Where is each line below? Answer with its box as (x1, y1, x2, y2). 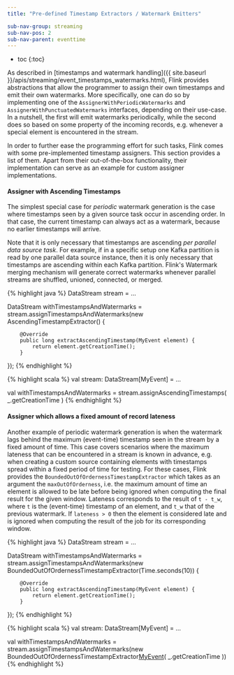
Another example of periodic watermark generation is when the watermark (7, 428, 222, 436)
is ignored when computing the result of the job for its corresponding (7, 516, 206, 525)
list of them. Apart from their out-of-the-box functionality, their (7, 157, 187, 165)
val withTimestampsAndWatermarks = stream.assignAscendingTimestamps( (7, 389, 227, 397)
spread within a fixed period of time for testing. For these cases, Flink (7, 465, 207, 473)
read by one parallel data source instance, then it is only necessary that (7, 253, 213, 262)
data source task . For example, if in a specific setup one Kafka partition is (7, 246, 220, 254)
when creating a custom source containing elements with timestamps (7, 457, 207, 465)
